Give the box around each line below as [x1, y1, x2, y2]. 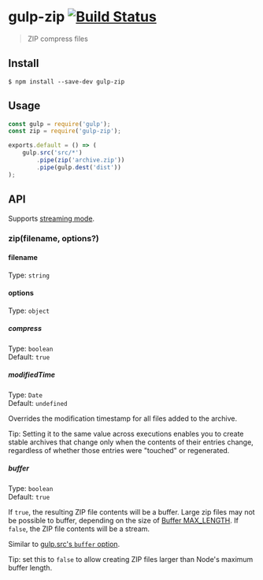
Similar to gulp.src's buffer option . [8, 539, 120, 548]
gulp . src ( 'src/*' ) [22, 149, 83, 157]
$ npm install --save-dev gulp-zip [8, 77, 125, 86]
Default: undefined [8, 398, 68, 407]
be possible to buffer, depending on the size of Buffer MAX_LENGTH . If [8, 515, 239, 525]
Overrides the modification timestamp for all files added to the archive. [8, 414, 238, 423]
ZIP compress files [27, 34, 88, 43]
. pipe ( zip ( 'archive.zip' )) [36, 156, 125, 165]
